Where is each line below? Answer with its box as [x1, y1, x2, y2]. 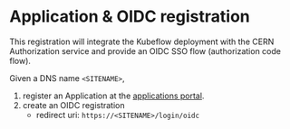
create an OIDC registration [22, 99, 125, 110]
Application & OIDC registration [9, 6, 251, 27]
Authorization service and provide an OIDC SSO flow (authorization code [9, 45, 281, 56]
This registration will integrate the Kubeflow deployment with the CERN [9, 36, 275, 47]
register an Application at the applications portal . [22, 90, 205, 101]
